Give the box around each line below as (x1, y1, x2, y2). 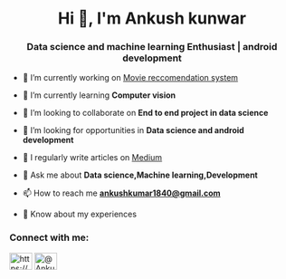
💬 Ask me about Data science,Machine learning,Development (22, 169, 258, 180)
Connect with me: (9, 231, 90, 244)
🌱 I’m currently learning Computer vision (22, 90, 176, 101)
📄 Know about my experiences (22, 208, 138, 220)
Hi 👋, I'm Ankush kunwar (57, 8, 247, 29)
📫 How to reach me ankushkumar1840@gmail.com (22, 188, 221, 198)
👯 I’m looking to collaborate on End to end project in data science (22, 108, 269, 119)
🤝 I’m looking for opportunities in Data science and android (22, 125, 244, 136)
